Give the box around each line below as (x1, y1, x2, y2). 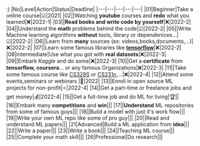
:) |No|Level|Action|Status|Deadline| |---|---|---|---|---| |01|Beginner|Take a (6, 6, 193, 13)
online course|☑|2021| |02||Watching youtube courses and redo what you (6, 12, 189, 19)
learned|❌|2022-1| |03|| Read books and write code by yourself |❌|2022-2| (6, 18, 191, 25)
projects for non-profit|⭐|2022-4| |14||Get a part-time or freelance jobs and (6, 84, 192, 91)
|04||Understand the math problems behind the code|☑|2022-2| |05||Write (6, 25, 192, 32)
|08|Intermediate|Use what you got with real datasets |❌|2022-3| (6, 51, 167, 58)
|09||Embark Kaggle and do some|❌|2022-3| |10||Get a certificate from (6, 57, 183, 64)
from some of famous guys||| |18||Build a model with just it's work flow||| (6, 108, 185, 115)
